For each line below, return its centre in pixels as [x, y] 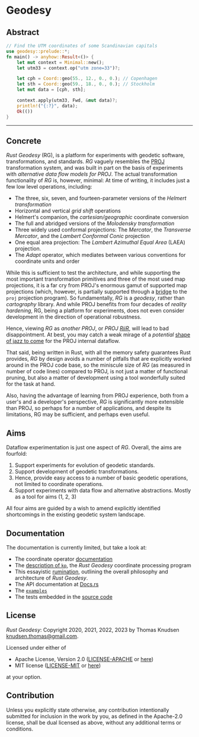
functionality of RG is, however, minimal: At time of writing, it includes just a [98, 180]
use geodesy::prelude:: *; [38, 51]
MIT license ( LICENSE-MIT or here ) [58, 665]
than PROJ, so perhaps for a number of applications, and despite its [89, 408]
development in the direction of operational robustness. [74, 317]
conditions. [20, 729]
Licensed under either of [36, 647]
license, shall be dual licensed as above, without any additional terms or [94, 722]
